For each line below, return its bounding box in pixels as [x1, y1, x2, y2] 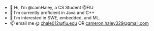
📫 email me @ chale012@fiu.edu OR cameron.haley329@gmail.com [9, 20, 149, 26]
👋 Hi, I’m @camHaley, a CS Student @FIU [9, 5, 93, 10]
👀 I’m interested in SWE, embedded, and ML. [9, 15, 101, 20]
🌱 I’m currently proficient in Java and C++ [9, 10, 95, 15]
